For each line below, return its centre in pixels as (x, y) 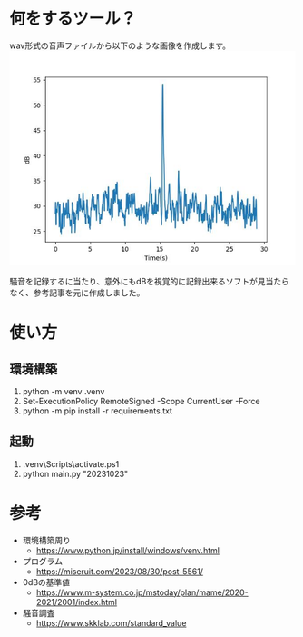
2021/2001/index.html (77, 602)
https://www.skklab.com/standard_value (111, 622)
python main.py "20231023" (75, 473)
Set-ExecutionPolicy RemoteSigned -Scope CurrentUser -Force (141, 401)
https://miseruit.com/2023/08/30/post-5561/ (120, 571)
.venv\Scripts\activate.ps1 (71, 463)
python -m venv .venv (64, 391)
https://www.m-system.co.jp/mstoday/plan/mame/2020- (142, 592)
